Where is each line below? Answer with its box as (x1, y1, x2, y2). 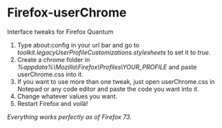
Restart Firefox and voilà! (17, 99, 88, 107)
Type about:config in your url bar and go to (17, 41, 140, 49)
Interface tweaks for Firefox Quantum (7, 28, 114, 36)
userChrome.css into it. (17, 70, 84, 78)
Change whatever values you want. (17, 92, 118, 100)
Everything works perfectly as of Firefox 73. (7, 112, 132, 121)
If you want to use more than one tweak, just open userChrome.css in (17, 77, 215, 85)
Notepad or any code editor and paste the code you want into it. (17, 85, 199, 93)
